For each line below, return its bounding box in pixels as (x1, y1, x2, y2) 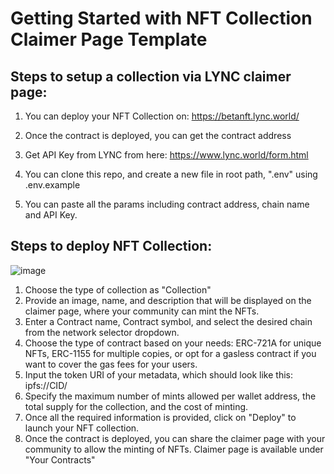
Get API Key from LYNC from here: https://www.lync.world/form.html (24, 149, 309, 161)
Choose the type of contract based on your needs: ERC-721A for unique (24, 337, 322, 349)
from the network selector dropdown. (24, 326, 180, 338)
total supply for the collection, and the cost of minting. (24, 400, 249, 412)
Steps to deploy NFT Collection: (10, 238, 213, 255)
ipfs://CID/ (24, 379, 68, 391)
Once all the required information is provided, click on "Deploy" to (24, 411, 297, 423)
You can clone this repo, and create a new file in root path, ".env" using (24, 168, 318, 180)
